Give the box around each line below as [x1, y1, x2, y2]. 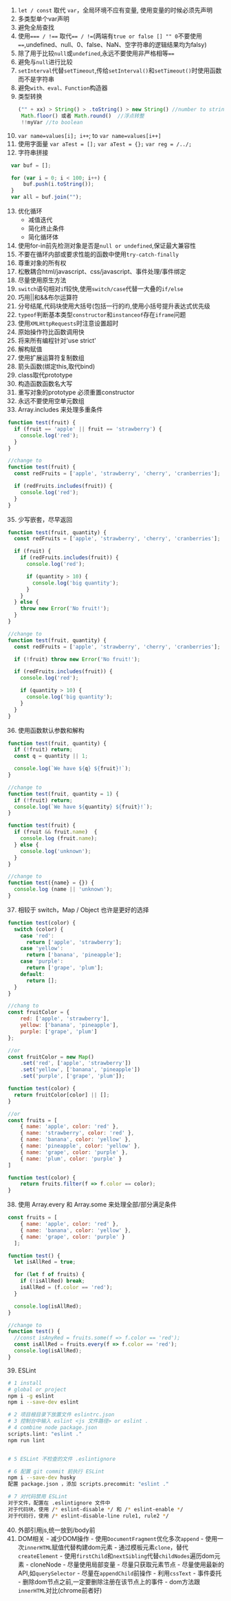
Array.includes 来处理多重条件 [17, 406, 103, 413]
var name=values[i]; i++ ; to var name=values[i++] [17, 131, 162, 139]
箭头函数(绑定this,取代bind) [17, 362, 96, 371]
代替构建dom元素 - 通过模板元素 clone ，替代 [63, 1543, 188, 1551]
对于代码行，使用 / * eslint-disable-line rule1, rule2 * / [8, 1512, 169, 1520]
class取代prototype [17, 371, 73, 379]
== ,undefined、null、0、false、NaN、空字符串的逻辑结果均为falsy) [17, 41, 207, 48]
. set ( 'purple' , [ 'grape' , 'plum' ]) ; [20, 1072, 126, 1080]
